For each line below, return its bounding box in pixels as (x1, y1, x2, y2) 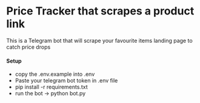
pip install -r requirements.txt (15, 83, 88, 91)
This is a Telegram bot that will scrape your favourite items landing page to (6, 37, 193, 44)
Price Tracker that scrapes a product (6, 4, 195, 18)
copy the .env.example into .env (15, 70, 95, 78)
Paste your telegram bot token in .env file (15, 77, 118, 84)
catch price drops (6, 43, 51, 51)
